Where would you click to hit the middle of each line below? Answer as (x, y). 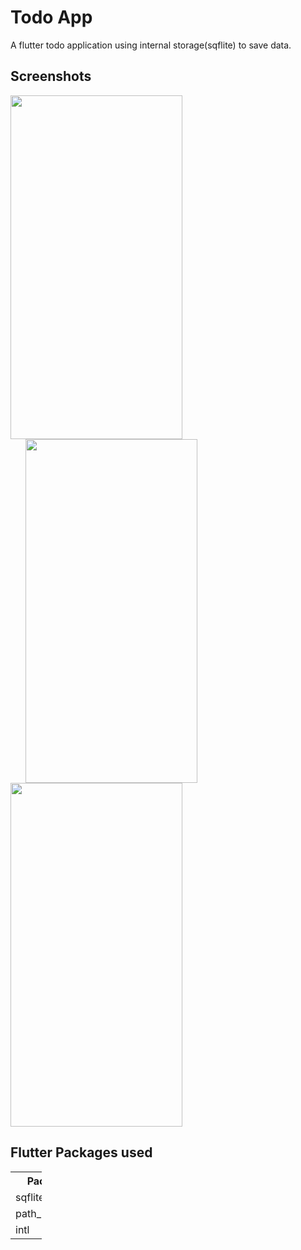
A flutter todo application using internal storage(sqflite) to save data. (151, 45)
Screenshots (51, 76)
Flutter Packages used (81, 1152)
